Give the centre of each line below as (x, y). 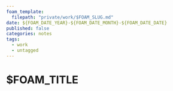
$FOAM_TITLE (43, 79)
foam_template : (25, 12)
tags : (13, 39)
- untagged (25, 51)
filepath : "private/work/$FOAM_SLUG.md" (63, 17)
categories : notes (29, 34)
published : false (28, 28)
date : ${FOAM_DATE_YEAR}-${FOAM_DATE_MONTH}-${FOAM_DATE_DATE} (87, 23)
